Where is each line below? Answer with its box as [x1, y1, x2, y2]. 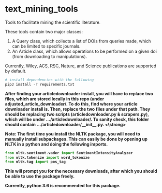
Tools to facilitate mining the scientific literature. [5, 19, 101, 25]
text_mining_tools [5, 3, 78, 15]
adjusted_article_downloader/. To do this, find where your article [5, 101, 138, 107]
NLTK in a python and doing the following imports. [5, 141, 108, 147]
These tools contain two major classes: [5, 29, 83, 34]
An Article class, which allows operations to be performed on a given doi [12, 48, 157, 54]
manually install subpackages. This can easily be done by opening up [5, 136, 147, 142]
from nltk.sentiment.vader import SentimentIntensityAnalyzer [5, 150, 133, 155]
